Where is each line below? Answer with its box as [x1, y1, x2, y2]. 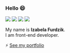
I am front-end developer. [5, 32, 59, 38]
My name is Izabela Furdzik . [5, 26, 65, 33]
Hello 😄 [5, 5, 26, 12]
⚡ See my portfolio [5, 42, 44, 48]
